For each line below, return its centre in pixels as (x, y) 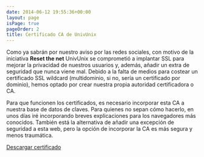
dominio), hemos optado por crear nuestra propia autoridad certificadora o (100, 85)
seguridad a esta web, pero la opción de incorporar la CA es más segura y (100, 129)
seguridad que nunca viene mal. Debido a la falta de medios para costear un (102, 71)
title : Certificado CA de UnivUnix (51, 35)
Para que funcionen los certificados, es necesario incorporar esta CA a (95, 103)
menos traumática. (30, 136)
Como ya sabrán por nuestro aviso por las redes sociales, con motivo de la (100, 52)
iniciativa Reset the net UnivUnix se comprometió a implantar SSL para (95, 59)
